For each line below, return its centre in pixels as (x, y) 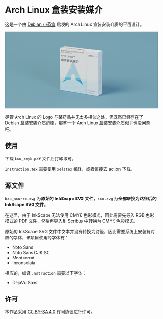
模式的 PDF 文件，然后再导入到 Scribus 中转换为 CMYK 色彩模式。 (71, 221)
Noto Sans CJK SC (31, 252)
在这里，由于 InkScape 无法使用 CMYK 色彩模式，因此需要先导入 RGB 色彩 (80, 215)
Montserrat (23, 258)
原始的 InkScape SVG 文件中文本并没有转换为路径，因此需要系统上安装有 (78, 231)
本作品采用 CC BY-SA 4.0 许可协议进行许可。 (50, 312)
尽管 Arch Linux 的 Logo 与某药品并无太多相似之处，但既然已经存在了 (74, 117)
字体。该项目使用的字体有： (41, 238)
